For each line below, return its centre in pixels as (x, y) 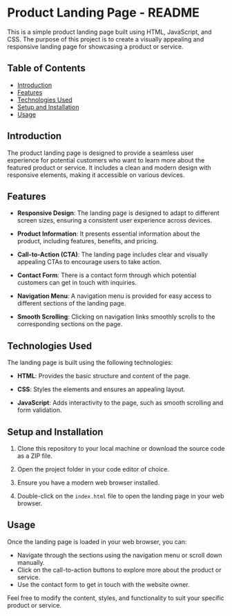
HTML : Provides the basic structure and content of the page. (104, 376)
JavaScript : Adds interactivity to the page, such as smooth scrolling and (120, 403)
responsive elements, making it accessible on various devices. (96, 175)
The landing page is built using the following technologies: (90, 363)
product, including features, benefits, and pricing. (88, 241)
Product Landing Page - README (104, 13)
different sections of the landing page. (71, 304)
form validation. (39, 410)
